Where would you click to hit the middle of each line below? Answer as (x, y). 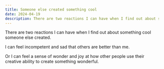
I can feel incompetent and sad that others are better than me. (67, 47)
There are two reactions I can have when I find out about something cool (78, 33)
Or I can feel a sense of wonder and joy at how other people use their (75, 56)
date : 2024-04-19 (23, 14)
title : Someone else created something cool (51, 9)
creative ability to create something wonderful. (52, 62)
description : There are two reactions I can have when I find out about (81, 18)
